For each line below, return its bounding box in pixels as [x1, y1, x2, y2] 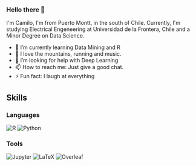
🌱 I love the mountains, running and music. [15, 50, 122, 58]
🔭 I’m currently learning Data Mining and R [15, 44, 121, 51]
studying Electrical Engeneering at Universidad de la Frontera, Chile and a [6, 25, 191, 33]
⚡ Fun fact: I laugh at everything [15, 73, 95, 80]
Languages [6, 110, 41, 119]
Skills [6, 92, 27, 102]
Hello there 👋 [6, 5, 45, 14]
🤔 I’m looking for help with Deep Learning [15, 57, 119, 64]
